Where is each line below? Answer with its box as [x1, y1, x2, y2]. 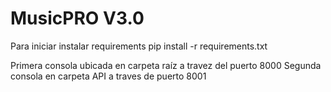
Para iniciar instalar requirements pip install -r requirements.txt [10, 40, 268, 52]
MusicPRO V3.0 [10, 7, 145, 30]
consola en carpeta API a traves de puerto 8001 [10, 70, 207, 82]
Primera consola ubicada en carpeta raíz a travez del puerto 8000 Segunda [10, 59, 322, 71]
